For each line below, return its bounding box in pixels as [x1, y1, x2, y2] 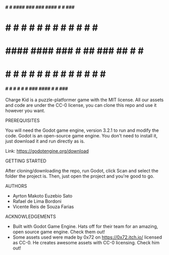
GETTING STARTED [5, 158, 47, 164]
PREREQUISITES [5, 118, 40, 124]
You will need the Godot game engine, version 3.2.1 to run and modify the [5, 127, 159, 133]
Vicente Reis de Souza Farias [12, 204, 74, 210]
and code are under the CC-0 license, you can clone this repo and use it [5, 102, 157, 108]
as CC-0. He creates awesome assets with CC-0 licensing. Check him [12, 240, 160, 246]
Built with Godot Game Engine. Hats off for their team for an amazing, [12, 223, 158, 230]
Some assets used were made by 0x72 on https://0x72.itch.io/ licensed [12, 234, 162, 240]
